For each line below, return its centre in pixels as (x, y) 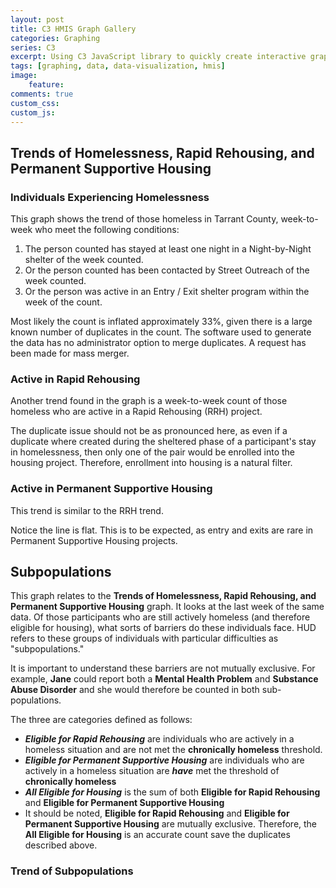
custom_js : (33, 112)
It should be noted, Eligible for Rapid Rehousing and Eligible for (157, 813)
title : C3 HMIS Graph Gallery (73, 29)
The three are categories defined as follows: (101, 720)
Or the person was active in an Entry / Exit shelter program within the (167, 292)
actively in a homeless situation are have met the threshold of (152, 771)
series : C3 (33, 47)
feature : (46, 85)
